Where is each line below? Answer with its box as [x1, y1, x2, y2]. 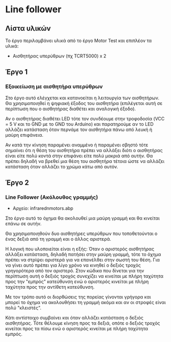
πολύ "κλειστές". [5, 305, 42, 311]
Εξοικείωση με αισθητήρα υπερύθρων [5, 83, 103, 90]
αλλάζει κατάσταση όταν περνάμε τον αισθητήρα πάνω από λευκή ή [5, 126, 153, 133]
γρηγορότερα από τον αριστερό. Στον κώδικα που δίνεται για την [5, 268, 144, 274]
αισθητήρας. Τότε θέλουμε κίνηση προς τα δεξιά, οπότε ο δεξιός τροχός [5, 320, 160, 326]
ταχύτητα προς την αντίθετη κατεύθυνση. [5, 284, 95, 290]
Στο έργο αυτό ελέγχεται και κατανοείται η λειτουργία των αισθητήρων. [5, 95, 160, 101]
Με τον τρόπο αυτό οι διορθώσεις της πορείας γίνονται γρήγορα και [5, 294, 152, 300]
